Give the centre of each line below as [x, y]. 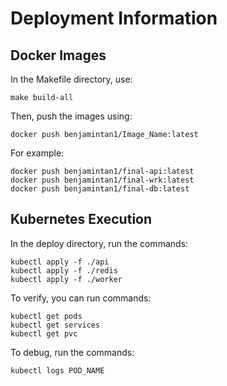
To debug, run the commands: [72, 352]
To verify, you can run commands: [81, 298]
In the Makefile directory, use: [71, 79]
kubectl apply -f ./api [60, 262]
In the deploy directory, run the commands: [99, 243]
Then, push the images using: [71, 116]
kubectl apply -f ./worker [66, 279]
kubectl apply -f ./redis [64, 270]
